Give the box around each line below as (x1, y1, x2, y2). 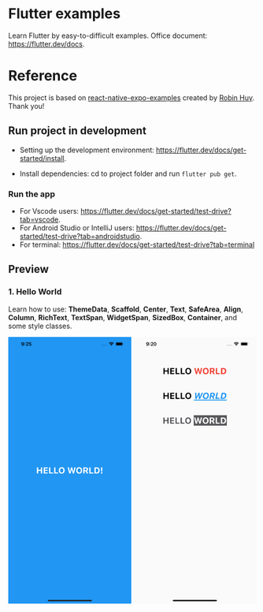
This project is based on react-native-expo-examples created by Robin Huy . (8, 92, 255, 103)
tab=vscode (19, 215, 59, 224)
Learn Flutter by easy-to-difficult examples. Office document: (8, 31, 208, 40)
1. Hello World (8, 286, 62, 297)
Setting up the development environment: (19, 145, 155, 155)
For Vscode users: (19, 206, 80, 215)
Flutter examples (8, 5, 120, 23)
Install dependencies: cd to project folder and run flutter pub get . (19, 169, 237, 178)
